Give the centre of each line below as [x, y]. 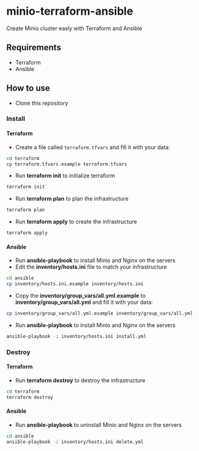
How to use [28, 88]
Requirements [34, 48]
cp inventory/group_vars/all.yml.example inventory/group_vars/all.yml [99, 314]
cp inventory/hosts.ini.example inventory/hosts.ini [75, 284]
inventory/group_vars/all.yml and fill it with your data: [84, 303]
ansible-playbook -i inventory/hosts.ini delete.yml [75, 442]
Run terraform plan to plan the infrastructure [72, 199]
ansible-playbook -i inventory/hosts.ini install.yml [77, 336]
